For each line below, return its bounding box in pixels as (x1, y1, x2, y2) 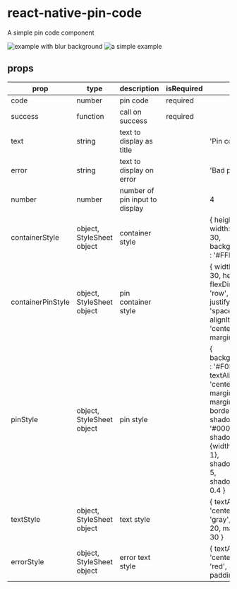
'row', (209, 288, 229, 298)
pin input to (119, 194, 157, 204)
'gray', (209, 514, 231, 524)
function (76, 111, 104, 121)
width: (209, 223, 231, 233)
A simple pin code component (7, 28, 95, 37)
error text (119, 552, 151, 562)
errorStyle (11, 556, 44, 566)
